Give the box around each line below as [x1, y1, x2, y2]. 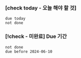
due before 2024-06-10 [5, 49, 52, 54]
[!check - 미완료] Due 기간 [5, 33, 67, 40]
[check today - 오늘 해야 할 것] [5, 4, 76, 11]
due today [5, 16, 26, 21]
